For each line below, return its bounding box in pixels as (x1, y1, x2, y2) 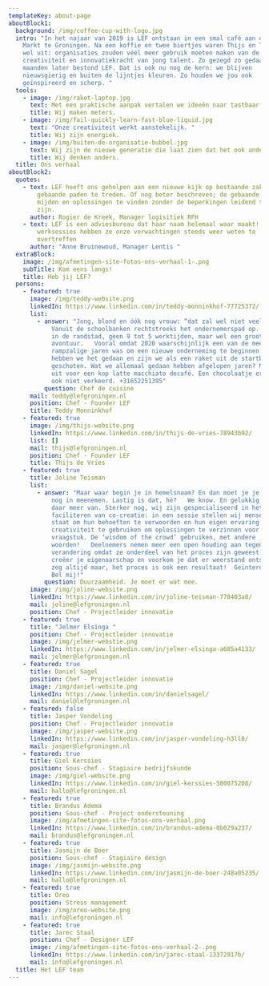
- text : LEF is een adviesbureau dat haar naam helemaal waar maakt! (22, 220, 260, 228)
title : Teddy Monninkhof (29, 406, 113, 415)
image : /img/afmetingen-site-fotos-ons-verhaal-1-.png (22, 257, 210, 265)
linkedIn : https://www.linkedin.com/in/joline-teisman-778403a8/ (29, 593, 252, 601)
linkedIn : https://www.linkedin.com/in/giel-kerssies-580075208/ (29, 779, 252, 787)
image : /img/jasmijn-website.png (29, 861, 142, 870)
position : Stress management (29, 899, 127, 907)
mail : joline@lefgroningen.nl (29, 600, 130, 608)
